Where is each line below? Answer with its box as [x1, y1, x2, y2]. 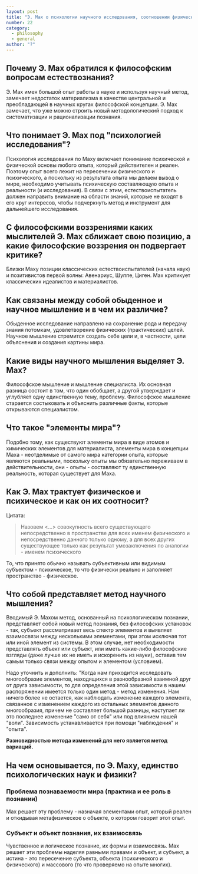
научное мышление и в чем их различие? [6, 304, 169, 314]
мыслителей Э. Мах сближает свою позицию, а [6, 231, 192, 242]
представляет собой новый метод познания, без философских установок [6, 620, 192, 628]
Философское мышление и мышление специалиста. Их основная [6, 381, 171, 388]
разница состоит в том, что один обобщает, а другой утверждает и [6, 387, 176, 394]
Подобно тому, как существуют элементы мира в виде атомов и [6, 438, 170, 446]
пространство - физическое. [6, 572, 78, 579]
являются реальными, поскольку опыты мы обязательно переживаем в [6, 457, 188, 464]
